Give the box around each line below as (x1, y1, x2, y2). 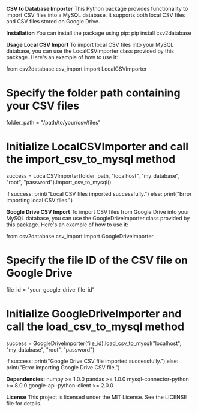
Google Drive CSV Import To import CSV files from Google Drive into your (6, 208, 190, 215)
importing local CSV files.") (6, 196, 73, 204)
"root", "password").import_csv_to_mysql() (6, 178, 112, 186)
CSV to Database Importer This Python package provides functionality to (6, 5, 188, 12)
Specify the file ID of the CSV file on (6, 254, 188, 267)
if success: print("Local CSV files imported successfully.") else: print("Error (6, 190, 192, 197)
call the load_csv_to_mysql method (6, 320, 185, 333)
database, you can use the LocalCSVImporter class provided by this (6, 47, 174, 54)
